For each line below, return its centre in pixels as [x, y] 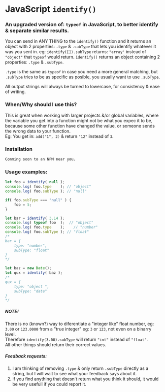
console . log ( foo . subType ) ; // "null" [46, 191]
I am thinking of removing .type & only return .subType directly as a [80, 368]
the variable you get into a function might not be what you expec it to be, [79, 120]
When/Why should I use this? [41, 104]
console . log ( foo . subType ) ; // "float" [47, 232]
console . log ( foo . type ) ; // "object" [48, 187]
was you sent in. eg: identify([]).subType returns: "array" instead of [76, 52]
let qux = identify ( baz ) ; [34, 273]
